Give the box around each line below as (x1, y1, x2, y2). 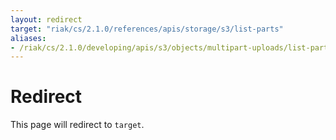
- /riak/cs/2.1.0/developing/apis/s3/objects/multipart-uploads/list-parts (10, 42, 333, 53)
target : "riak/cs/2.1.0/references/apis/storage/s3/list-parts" (10, 24, 284, 34)
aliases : (10, 33, 47, 43)
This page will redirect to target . (10, 119, 145, 131)
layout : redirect (10, 14, 83, 25)
